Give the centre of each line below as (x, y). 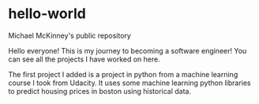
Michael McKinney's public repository (70, 35)
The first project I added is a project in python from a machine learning (123, 74)
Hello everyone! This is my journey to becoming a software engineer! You (128, 50)
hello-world (47, 14)
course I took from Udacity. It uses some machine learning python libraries (129, 83)
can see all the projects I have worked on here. (84, 59)
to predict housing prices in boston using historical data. (100, 91)
